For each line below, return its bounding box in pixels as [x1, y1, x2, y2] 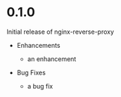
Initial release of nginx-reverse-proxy [6, 27, 114, 36]
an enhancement [27, 54, 77, 63]
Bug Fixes [16, 68, 46, 77]
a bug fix [27, 82, 53, 90]
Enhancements [16, 41, 60, 49]
